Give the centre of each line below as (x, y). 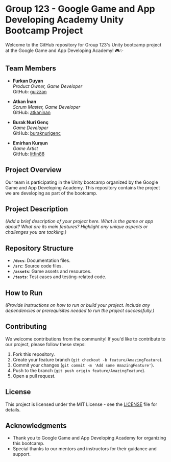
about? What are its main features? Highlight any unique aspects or (77, 227)
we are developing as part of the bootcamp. (51, 193)
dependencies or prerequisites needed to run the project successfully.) (80, 310)
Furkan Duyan (28, 81)
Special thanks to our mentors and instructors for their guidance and (84, 449)
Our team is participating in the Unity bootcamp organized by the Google (82, 182)
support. (22, 454)
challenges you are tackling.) (36, 232)
